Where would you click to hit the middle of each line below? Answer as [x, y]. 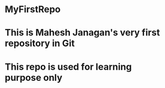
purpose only [33, 78]
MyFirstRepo [33, 9]
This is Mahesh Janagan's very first [82, 33]
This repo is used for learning [68, 67]
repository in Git [40, 43]
